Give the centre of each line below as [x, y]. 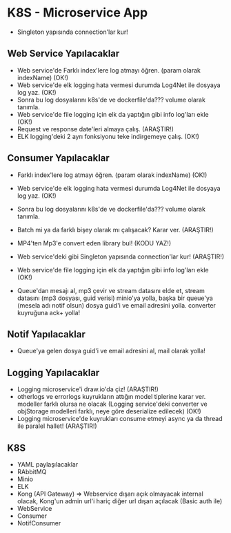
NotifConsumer [39, 523]
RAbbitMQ [32, 472]
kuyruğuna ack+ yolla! [49, 312]
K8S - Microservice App [78, 13]
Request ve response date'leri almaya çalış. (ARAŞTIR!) [96, 129]
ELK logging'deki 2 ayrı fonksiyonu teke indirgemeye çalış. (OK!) [108, 136]
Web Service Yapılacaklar [63, 54]
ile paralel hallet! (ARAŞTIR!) [57, 426]
